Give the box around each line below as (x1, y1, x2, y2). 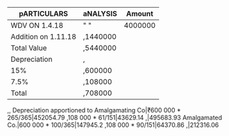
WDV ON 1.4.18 (10, 21, 64, 30)
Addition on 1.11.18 (10, 32, 76, 41)
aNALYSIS (83, 9, 118, 18)
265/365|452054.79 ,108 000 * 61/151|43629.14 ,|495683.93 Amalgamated (7, 114, 223, 121)
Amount (126, 9, 154, 18)
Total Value (10, 43, 47, 53)
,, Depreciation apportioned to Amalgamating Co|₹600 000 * (7, 106, 181, 114)
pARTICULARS (19, 9, 68, 18)
